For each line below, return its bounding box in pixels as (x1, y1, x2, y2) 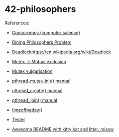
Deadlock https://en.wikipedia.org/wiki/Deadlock (11, 49, 111, 55)
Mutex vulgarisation (11, 68, 53, 74)
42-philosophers (4, 3, 76, 15)
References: (4, 20, 29, 26)
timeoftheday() (11, 107, 43, 113)
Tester (11, 116, 25, 123)
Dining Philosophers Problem (11, 39, 72, 45)
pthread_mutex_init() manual (11, 78, 71, 84)
